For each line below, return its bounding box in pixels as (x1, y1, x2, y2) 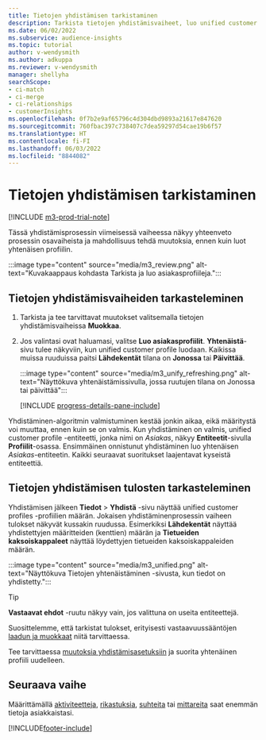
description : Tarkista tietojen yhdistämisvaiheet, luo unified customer (8, 19, 258, 27)
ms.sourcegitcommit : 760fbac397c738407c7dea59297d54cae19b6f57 (8, 122, 222, 130)
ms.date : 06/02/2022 (8, 26, 77, 34)
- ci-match (8, 85, 44, 94)
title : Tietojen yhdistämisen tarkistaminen (8, 11, 158, 20)
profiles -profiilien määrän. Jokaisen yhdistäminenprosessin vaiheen (8, 511, 232, 520)
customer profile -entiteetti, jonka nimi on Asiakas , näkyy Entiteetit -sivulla (8, 434, 252, 442)
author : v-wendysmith (8, 48, 80, 56)
